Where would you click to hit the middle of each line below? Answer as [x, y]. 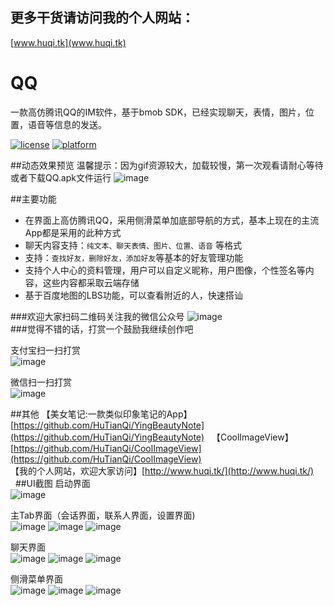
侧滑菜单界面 [36, 579]
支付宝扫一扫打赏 [45, 350]
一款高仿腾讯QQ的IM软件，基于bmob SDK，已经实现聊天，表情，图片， [158, 112]
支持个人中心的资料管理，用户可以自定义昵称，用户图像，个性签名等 [165, 270]
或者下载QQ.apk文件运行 [61, 177]
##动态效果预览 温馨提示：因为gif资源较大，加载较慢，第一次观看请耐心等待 [167, 165]
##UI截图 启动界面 [52, 483]
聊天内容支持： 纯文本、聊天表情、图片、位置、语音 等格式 [133, 245]
